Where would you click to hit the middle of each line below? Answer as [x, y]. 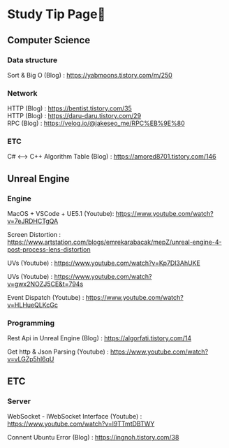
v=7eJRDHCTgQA [33, 221]
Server [19, 401]
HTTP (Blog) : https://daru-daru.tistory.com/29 [74, 116]
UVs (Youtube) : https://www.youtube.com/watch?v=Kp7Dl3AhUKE [104, 263]
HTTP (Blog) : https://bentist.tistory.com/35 [70, 108]
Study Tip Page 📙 [57, 14]
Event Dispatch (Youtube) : [46, 298]
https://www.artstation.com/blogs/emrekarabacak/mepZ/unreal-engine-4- [114, 242]
